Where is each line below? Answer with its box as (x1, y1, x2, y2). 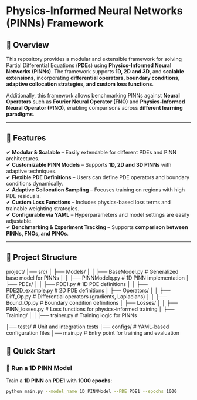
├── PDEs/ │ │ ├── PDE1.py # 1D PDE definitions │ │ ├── (6, 280, 148, 287)
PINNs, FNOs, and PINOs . (6, 230, 69, 237)
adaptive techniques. (6, 167, 57, 174)
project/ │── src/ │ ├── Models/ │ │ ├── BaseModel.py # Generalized (6, 268, 179, 275)
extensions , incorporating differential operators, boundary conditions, (6, 75, 180, 81)
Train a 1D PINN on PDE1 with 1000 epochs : (6, 377, 113, 384)
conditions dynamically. (6, 180, 63, 187)
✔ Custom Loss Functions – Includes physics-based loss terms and (6, 199, 171, 206)
